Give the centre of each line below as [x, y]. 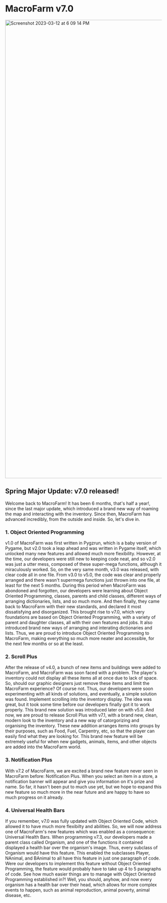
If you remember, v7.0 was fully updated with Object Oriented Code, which [82, 821]
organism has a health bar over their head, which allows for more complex [81, 885]
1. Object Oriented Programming [45, 532]
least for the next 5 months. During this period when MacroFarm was [76, 585]
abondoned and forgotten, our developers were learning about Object [77, 591]
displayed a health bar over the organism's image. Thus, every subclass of [82, 847]
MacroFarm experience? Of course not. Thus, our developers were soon [79, 688]
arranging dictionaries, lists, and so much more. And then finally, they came [83, 601]
